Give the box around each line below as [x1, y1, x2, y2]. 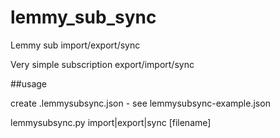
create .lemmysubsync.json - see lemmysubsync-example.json [10, 97, 271, 109]
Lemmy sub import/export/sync [10, 39, 141, 51]
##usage [10, 77, 48, 90]
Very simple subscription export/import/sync [10, 58, 195, 70]
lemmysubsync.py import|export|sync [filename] [10, 116, 212, 128]
